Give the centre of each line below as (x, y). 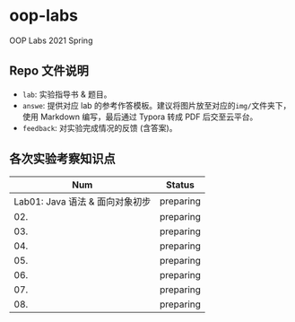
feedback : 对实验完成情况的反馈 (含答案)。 (100, 127)
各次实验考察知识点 (62, 159)
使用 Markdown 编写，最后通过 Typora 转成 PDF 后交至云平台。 (140, 117)
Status (180, 185)
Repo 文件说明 (49, 71)
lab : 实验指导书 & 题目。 (67, 94)
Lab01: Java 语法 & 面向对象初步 (82, 201)
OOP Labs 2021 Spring (51, 40)
